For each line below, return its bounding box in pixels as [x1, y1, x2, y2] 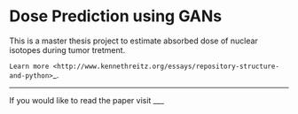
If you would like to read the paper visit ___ [9, 95, 164, 105]
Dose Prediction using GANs [9, 6, 223, 27]
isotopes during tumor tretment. [9, 44, 126, 55]
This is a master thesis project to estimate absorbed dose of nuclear [9, 35, 259, 46]
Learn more [9, 62, 50, 71]
